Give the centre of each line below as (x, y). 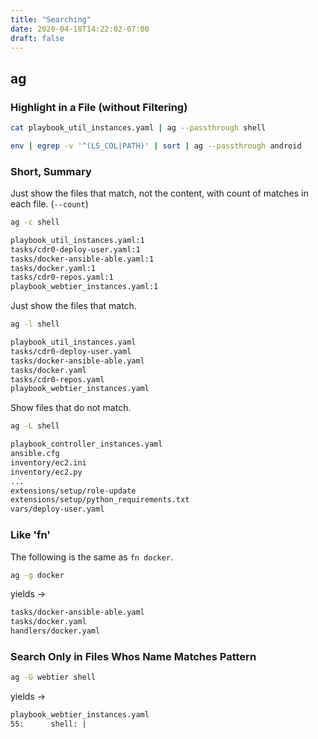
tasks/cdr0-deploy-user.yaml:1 (75, 249)
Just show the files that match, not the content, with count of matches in (159, 193)
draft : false (37, 38)
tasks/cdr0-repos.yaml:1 (62, 277)
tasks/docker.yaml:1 (53, 268)
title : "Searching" (51, 19)
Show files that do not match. (71, 408)
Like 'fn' (30, 535)
